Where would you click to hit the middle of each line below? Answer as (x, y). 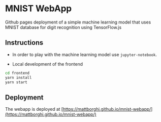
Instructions (24, 43)
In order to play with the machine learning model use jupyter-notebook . (84, 54)
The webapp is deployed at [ (34, 109)
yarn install (18, 77)
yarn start (16, 82)
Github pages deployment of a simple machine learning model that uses (78, 22)
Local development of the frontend (48, 64)
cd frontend (17, 73)
